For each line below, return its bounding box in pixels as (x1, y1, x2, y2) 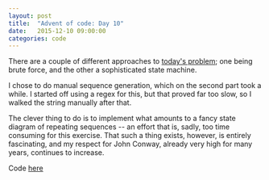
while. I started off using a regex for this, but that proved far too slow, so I (8, 90, 252, 99)
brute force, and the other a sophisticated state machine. (8, 65, 197, 75)
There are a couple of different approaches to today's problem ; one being (8, 57, 253, 66)
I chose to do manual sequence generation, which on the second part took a (8, 81, 262, 90)
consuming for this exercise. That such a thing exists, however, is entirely (8, 131, 251, 140)
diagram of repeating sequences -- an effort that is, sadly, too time (8, 122, 230, 132)
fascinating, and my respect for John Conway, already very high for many (8, 139, 253, 149)
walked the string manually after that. (8, 98, 132, 107)
